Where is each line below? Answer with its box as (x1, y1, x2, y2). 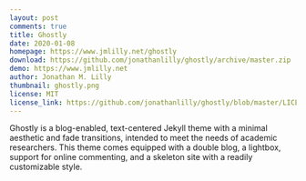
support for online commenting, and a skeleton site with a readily (9, 152, 253, 163)
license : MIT (9, 89, 59, 98)
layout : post (9, 13, 59, 23)
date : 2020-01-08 (9, 38, 76, 48)
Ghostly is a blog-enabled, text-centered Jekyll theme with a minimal (9, 123, 269, 134)
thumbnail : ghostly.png (9, 81, 100, 90)
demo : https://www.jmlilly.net (9, 65, 128, 74)
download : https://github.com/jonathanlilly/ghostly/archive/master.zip (9, 55, 291, 65)
